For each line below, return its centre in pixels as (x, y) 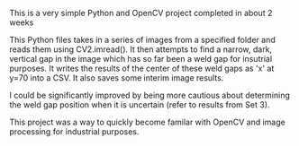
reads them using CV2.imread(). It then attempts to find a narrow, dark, (141, 49)
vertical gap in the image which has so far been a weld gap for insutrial (141, 59)
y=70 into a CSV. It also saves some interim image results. (117, 78)
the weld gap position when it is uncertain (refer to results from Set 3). (140, 105)
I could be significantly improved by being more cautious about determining (149, 95)
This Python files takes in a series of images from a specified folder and (143, 40)
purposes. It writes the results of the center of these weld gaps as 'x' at (142, 68)
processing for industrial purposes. (74, 132)
